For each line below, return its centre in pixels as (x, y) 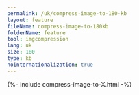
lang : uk (20, 45)
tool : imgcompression (38, 39)
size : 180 (21, 52)
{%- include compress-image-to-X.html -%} (69, 84)
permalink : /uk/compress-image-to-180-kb (67, 13)
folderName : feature (37, 33)
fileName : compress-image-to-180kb (58, 26)
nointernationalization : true (50, 65)
